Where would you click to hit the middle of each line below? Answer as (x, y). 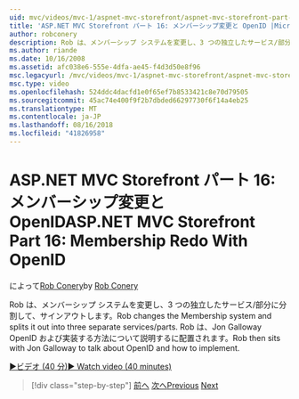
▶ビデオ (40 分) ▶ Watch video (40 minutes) (90, 366)
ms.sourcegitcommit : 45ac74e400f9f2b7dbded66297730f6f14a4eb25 (129, 100)
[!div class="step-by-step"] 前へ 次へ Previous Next (125, 385)
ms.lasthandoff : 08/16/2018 (61, 126)
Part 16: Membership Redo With (129, 241)
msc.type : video (39, 84)
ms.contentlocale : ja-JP (55, 117)
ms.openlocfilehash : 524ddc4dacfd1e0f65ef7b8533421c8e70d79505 (129, 92)
